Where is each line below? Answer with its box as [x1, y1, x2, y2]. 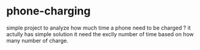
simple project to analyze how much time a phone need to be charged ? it [6, 24, 191, 31]
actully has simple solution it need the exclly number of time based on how [6, 30, 194, 37]
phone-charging [6, 4, 91, 18]
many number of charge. [6, 37, 69, 44]
